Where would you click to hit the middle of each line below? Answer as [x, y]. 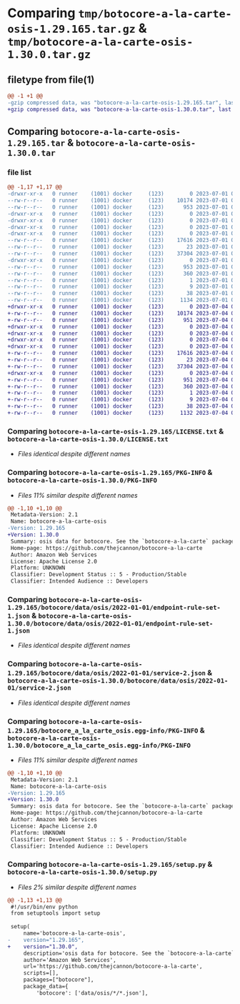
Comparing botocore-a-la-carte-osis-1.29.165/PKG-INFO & [110, 473]
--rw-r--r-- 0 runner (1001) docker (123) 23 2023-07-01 [118, 247]
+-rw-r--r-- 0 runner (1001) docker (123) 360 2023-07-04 [118, 386]
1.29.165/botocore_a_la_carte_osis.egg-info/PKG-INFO [103, 731]
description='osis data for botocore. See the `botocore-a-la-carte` [129, 953]
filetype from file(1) [51, 80]
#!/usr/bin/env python [44, 907]
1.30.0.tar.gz [49, 55]
